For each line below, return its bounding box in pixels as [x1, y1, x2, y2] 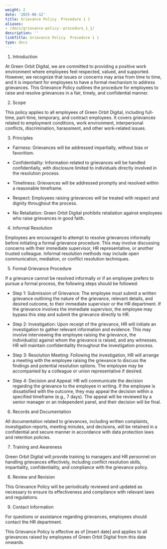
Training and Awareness [12, 443, 62, 450]
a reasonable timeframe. [12, 185, 63, 191]
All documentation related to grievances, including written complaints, [5, 418, 149, 424]
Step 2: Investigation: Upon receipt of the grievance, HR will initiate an [12, 321, 157, 327]
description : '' [5, 30, 39, 35]
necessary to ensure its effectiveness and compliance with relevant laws [5, 488, 155, 495]
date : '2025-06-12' [5, 12, 46, 17]
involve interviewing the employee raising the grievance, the [12, 331, 136, 337]
